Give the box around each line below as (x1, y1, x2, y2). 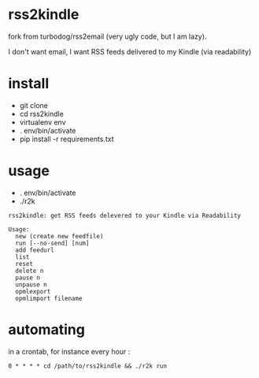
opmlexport (15, 287, 51, 295)
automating (8, 321, 85, 339)
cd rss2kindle (19, 109, 65, 118)
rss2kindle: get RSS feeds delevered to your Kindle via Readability (8, 211, 242, 219)
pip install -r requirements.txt (19, 134, 114, 144)
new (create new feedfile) (15, 232, 104, 240)
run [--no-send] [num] (15, 239, 90, 247)
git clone (19, 100, 49, 110)
